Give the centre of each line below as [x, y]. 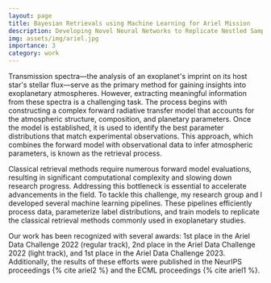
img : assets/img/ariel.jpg [54, 38]
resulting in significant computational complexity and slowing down [120, 177]
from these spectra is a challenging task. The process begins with [118, 102]
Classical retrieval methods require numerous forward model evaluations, [130, 169]
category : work [34, 53]
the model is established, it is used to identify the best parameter [116, 127]
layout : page [30, 16]
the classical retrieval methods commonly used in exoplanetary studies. [127, 220]
